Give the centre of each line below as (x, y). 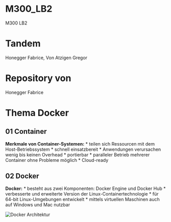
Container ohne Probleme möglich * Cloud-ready (57, 160)
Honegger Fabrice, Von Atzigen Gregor (46, 58)
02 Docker (22, 176)
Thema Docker (37, 113)
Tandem (23, 44)
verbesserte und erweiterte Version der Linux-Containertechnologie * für (82, 193)
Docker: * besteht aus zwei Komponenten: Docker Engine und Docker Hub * (86, 188)
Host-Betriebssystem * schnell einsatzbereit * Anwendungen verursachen (83, 149)
